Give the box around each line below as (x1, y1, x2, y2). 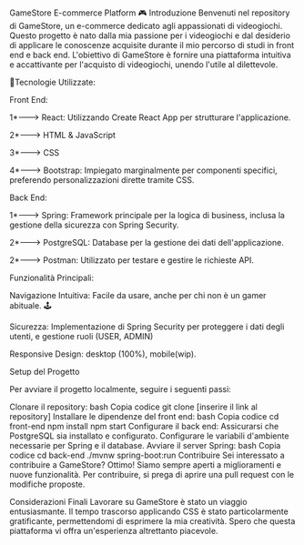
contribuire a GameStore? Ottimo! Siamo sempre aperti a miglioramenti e (9, 459, 282, 470)
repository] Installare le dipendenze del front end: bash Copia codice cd (9, 411, 279, 421)
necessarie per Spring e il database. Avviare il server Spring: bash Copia (9, 440, 281, 450)
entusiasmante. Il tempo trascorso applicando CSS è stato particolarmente (9, 506, 289, 517)
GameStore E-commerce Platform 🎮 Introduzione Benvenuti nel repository (9, 7, 290, 18)
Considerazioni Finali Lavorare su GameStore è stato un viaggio (9, 497, 248, 507)
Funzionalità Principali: (9, 272, 95, 283)
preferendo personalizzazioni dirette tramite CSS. (9, 175, 195, 185)
